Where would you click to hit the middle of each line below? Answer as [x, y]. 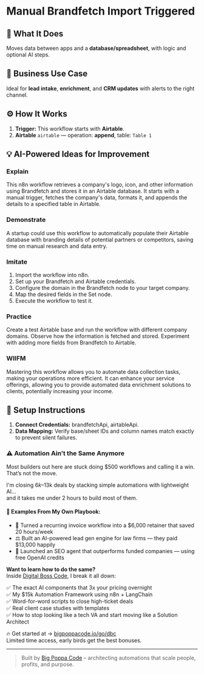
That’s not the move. [32, 473]
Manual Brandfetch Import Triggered [101, 11]
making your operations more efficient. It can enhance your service [90, 378]
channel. [17, 95]
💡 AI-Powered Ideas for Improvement [78, 154]
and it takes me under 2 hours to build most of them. [72, 498]
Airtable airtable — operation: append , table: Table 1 [83, 135]
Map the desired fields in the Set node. [63, 294]
